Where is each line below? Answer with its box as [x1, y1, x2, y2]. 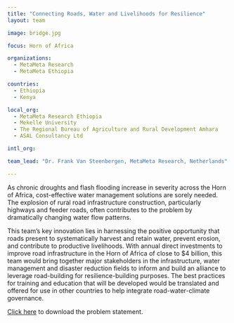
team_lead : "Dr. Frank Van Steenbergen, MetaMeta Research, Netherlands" [7, 157, 228, 165]
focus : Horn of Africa [7, 42, 74, 49]
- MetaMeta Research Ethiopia [13, 113, 102, 120]
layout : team [7, 17, 46, 24]
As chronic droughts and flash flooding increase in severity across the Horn [7, 183, 226, 192]
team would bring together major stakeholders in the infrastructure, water [7, 256, 220, 265]
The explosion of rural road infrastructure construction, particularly [7, 198, 202, 206]
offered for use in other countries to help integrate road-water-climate [7, 286, 210, 295]
